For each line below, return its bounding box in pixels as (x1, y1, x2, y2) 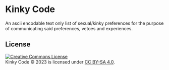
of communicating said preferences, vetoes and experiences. (5, 25, 133, 31)
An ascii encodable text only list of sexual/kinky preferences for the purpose (5, 20, 164, 26)
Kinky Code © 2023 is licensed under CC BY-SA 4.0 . (5, 59, 115, 65)
